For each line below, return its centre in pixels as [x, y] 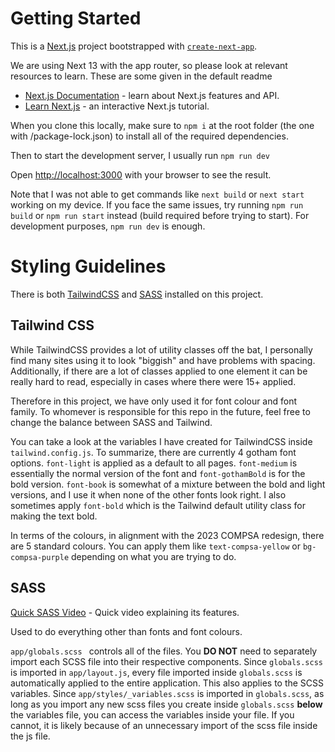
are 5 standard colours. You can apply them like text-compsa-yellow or [155, 546]
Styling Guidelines [88, 266]
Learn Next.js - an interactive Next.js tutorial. [117, 106]
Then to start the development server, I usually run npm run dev [140, 155]
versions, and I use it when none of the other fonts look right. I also [148, 494]
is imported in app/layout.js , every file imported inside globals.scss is [156, 672]
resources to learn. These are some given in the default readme [141, 76]
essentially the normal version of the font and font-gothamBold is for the [158, 473]
